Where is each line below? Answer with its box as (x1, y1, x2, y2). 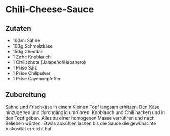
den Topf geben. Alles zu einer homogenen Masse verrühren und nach (5, 115, 155, 121)
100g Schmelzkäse (12, 43, 53, 49)
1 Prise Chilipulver (12, 70, 51, 76)
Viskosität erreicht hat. (5, 125, 53, 131)
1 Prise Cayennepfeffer (12, 76, 61, 81)
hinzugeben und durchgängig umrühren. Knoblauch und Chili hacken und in (5, 109, 165, 116)
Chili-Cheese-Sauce (5, 4, 94, 15)
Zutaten (5, 24, 32, 33)
